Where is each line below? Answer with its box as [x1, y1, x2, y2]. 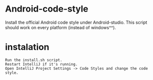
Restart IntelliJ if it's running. [5, 62, 78, 66]
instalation [5, 42, 50, 53]
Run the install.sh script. [5, 57, 63, 63]
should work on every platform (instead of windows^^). [5, 24, 116, 30]
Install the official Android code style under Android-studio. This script [5, 19, 148, 25]
